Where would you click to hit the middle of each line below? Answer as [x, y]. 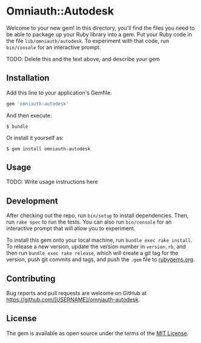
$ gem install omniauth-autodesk [48, 149]
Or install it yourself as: [35, 138]
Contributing [31, 278]
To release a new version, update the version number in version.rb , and [96, 247]
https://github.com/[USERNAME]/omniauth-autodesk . [73, 300]
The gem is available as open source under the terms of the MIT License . [97, 333]
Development [32, 201]
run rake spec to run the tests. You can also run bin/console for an [89, 222]
